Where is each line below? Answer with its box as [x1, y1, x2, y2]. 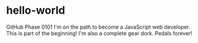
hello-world [6, 4, 66, 17]
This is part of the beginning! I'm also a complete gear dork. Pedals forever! [6, 29, 193, 36]
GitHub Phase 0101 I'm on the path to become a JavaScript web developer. [6, 23, 190, 30]
